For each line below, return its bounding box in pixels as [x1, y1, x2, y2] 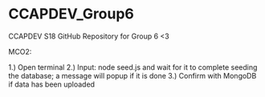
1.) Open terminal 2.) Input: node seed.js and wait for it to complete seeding [8, 62, 258, 72]
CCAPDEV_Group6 [8, 5, 135, 23]
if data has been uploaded [8, 79, 95, 89]
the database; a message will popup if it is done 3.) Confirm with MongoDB [8, 71, 257, 80]
